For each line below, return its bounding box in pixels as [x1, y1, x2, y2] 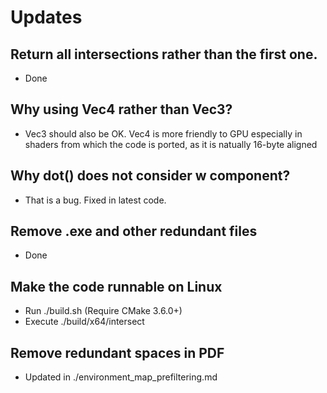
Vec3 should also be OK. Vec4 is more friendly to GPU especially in [24, 127, 303, 140]
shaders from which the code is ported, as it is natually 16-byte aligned [24, 138, 318, 150]
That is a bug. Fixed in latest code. [24, 194, 167, 206]
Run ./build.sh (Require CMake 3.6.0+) [24, 305, 183, 317]
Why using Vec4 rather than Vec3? [10, 101, 233, 118]
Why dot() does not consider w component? [10, 167, 291, 185]
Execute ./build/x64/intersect [24, 316, 145, 328]
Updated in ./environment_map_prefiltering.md [24, 371, 218, 383]
